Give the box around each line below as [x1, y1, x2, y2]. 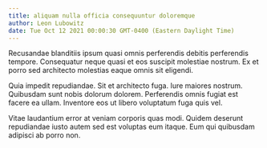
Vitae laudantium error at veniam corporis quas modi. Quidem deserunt [8, 114, 244, 123]
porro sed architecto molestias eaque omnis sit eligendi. [8, 66, 194, 75]
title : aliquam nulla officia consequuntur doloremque [8, 11, 196, 20]
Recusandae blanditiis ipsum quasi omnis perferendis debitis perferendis [8, 49, 249, 58]
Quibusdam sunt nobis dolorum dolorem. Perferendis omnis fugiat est [8, 90, 239, 99]
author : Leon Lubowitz [8, 19, 84, 27]
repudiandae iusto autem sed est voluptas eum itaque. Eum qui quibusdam [8, 122, 255, 132]
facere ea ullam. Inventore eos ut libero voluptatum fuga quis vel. [8, 98, 223, 108]
